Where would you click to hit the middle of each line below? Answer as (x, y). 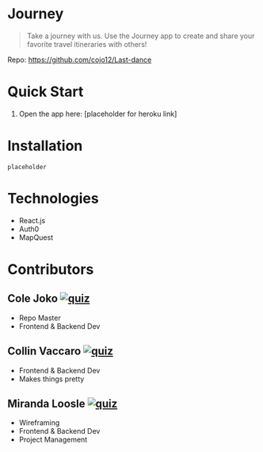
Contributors (51, 269)
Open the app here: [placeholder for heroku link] (98, 114)
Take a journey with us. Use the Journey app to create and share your (141, 36)
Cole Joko (33, 299)
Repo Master (40, 318)
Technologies (53, 199)
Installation (45, 146)
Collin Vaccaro (44, 352)
